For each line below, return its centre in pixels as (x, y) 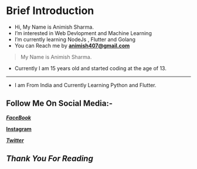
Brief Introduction (50, 11)
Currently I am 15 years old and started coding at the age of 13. (91, 68)
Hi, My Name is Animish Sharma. (54, 27)
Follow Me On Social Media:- (60, 104)
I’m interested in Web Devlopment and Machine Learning (83, 33)
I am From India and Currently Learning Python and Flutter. (85, 85)
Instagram (19, 129)
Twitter (15, 140)
